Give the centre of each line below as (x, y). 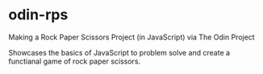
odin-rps (38, 15)
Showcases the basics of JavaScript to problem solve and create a (119, 52)
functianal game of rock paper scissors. (75, 61)
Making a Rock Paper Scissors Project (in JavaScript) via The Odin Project (132, 37)
